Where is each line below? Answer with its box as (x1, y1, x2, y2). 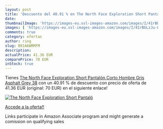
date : (5, 16, 16, 21)
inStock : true (5, 61, 34, 66)
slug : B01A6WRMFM (5, 43, 40, 48)
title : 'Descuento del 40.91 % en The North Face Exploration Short (5, 12, 147, 17)
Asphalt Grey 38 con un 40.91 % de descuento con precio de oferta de (5, 80, 147, 86)
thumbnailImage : (5, 20, 38, 26)
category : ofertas (5, 35, 42, 39)
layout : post (5, 7, 32, 12)
